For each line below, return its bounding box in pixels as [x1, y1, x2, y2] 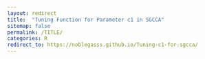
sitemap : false [7, 22, 51, 29]
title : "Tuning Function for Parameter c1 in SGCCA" [7, 16, 165, 23]
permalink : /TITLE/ [7, 28, 63, 36]
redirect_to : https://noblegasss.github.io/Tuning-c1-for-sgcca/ [7, 41, 198, 48]
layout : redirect [7, 9, 57, 17]
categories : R [7, 35, 48, 42]
